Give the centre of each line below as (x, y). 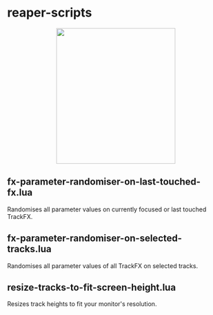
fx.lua (20, 192)
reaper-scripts (50, 13)
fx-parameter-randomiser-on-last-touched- (104, 182)
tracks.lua (29, 249)
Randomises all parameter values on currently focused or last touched (107, 209)
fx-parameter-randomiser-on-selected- (95, 239)
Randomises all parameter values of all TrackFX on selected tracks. (103, 266)
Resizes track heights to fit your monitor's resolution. (82, 304)
